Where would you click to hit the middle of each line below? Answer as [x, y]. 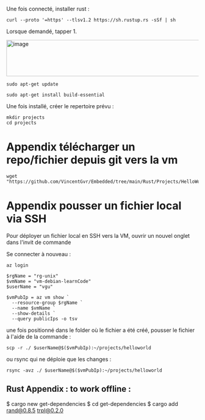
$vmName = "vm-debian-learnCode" [49, 281]
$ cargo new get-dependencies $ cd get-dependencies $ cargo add [92, 403]
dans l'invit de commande [39, 242]
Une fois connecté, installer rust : [48, 9]
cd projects [21, 123]
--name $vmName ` [34, 308]
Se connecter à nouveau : [39, 254]
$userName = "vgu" [30, 287]
